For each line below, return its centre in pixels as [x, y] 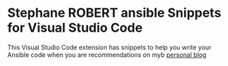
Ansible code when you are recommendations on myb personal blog [107, 55]
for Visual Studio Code [75, 28]
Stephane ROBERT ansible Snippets [114, 13]
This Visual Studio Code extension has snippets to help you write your [109, 47]
